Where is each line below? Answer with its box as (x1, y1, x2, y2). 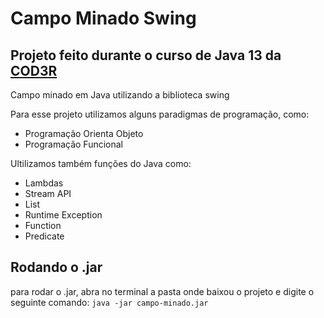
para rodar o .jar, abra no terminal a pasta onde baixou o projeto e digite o (10, 285, 315, 297)
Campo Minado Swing (10, 7, 197, 30)
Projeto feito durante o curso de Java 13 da (10, 47, 282, 64)
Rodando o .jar (10, 259, 103, 276)
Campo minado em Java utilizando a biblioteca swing (10, 89, 230, 101)
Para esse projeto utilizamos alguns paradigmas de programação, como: (10, 108, 310, 120)
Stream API (24, 188, 72, 199)
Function (24, 220, 62, 231)
